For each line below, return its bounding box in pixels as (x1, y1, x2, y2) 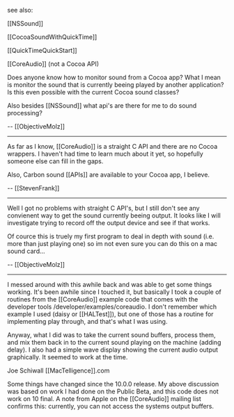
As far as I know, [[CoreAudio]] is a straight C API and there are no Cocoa (7, 142, 218, 150)
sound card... (7, 247, 45, 255)
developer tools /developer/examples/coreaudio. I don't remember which (7, 302, 217, 311)
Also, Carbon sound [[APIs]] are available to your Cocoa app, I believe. (7, 170, 210, 179)
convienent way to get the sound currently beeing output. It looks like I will (7, 211, 221, 220)
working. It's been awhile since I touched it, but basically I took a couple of (7, 288, 221, 296)
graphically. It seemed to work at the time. (7, 353, 128, 361)
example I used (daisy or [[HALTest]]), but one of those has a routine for (7, 310, 214, 318)
